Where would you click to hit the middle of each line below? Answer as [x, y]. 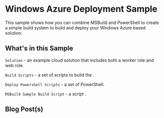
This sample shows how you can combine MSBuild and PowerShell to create [82, 23]
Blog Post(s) [24, 109]
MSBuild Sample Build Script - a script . [46, 94]
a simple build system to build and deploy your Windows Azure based [75, 27]
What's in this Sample [39, 48]
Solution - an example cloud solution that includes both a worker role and [80, 60]
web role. [14, 65]
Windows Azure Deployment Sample [81, 9]
